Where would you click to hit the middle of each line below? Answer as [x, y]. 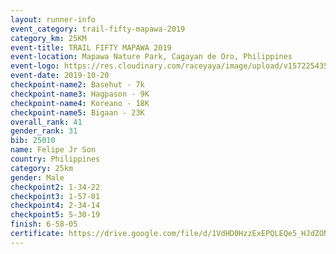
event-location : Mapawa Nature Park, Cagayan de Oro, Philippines [151, 57]
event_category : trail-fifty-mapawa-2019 [98, 29]
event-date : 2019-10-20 [60, 76]
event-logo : [35, 66]
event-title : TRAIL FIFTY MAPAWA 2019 [91, 47]
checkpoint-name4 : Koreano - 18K [80, 103]
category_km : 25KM [48, 38]
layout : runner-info [53, 19]
